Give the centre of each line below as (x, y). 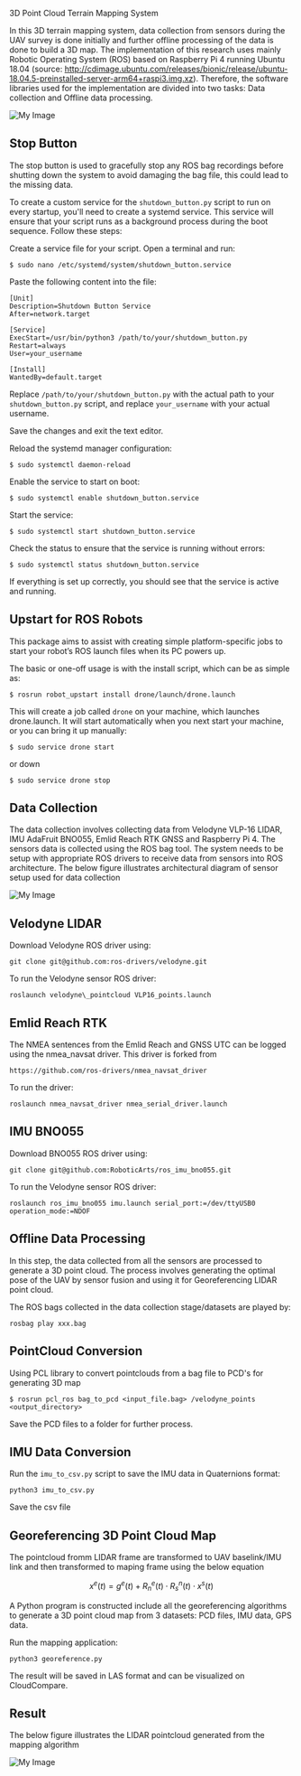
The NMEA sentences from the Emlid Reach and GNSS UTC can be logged (148, 1045)
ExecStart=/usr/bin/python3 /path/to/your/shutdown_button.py (128, 338)
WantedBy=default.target (56, 377)
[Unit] (22, 298)
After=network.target (50, 314)
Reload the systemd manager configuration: (91, 448)
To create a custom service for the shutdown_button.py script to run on (140, 201)
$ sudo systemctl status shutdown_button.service (105, 565)
